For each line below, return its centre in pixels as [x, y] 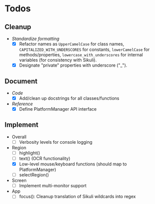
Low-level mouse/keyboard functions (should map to [73, 164]
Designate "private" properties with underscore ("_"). [73, 65]
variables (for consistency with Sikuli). [58, 60]
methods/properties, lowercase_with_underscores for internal [81, 55]
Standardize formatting [36, 39]
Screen [19, 180]
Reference [22, 104]
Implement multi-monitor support [53, 186]
